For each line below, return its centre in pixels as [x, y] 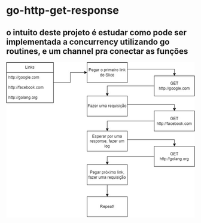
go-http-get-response [63, 10]
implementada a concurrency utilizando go [88, 42]
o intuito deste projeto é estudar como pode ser [96, 33]
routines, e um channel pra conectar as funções [97, 51]
